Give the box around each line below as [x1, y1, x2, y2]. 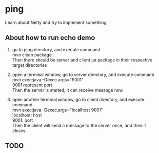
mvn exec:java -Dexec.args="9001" [12, 76, 84, 82]
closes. [12, 128, 27, 134]
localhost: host [12, 112, 42, 118]
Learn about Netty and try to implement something [5, 19, 107, 25]
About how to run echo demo [5, 34, 95, 42]
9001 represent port [12, 82, 53, 88]
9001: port [12, 117, 33, 123]
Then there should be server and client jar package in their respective [12, 57, 153, 63]
